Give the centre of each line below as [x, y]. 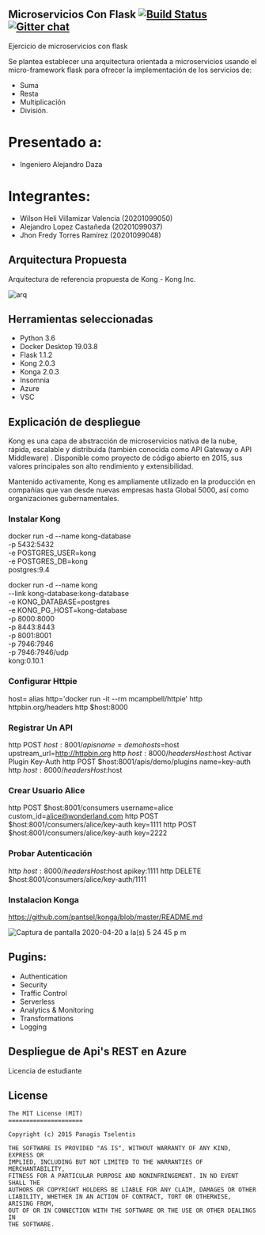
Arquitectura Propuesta [68, 260]
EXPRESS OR [26, 1155]
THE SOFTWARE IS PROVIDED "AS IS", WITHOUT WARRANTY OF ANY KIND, [120, 1149]
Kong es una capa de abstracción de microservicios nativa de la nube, [123, 441]
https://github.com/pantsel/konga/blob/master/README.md [106, 917]
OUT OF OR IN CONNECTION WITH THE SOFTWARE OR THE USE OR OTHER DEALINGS [132, 1211]
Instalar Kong [34, 519]
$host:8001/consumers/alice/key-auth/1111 [77, 879]
